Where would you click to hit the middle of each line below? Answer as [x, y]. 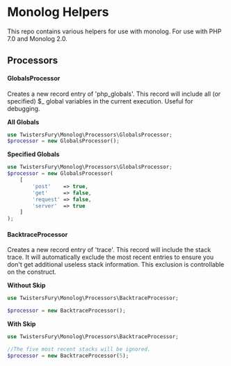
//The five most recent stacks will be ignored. [79, 349]
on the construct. [32, 272]
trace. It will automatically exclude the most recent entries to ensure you [111, 257]
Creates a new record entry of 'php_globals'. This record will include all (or [114, 94]
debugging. [24, 108]
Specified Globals [33, 154]
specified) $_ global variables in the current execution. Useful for [100, 101]
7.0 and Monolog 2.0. [38, 38]
